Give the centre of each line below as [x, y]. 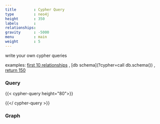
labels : [21, 23]
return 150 [15, 70]
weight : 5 [23, 42]
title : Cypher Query [35, 10]
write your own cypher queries [36, 55]
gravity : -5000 [27, 32]
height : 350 [25, 19]
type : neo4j [27, 14]
